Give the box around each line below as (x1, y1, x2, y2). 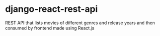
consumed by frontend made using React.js (5, 25, 94, 31)
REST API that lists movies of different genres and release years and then (5, 20, 155, 26)
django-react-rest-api (5, 3, 98, 15)
